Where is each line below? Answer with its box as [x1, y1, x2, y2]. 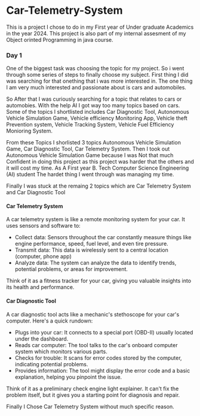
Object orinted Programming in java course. [6, 36, 113, 43]
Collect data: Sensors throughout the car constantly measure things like [14, 234, 192, 241]
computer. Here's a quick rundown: [6, 317, 93, 324]
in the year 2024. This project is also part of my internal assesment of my [6, 29, 186, 37]
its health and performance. [6, 284, 75, 291]
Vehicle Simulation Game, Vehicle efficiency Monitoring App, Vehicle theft [6, 114, 188, 122]
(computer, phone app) [14, 253, 72, 260]
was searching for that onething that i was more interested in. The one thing [6, 77, 193, 85]
